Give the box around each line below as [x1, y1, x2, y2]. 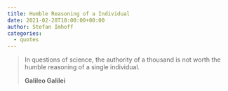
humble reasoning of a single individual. [24, 63, 140, 71]
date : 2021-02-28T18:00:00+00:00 [7, 17, 105, 24]
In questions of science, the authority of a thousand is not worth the [24, 55, 221, 64]
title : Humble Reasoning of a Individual [7, 10, 130, 17]
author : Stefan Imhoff [7, 23, 74, 30]
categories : [7, 29, 42, 37]
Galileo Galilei [24, 76, 66, 85]
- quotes [13, 36, 39, 43]
